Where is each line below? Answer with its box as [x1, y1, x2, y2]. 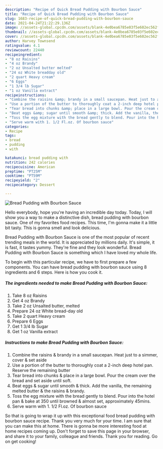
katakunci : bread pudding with [5, 155, 68, 160]
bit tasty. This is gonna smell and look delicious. [5, 225, 101, 231]
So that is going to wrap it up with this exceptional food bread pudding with [5, 413, 155, 418]
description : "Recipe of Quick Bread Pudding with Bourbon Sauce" [5, 7, 142, 12]
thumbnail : [5, 30, 27, 34]
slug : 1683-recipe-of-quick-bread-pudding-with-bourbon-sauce [5, 16, 133, 21]
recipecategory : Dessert [5, 183, 55, 187]
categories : [5, 124, 29, 129]
